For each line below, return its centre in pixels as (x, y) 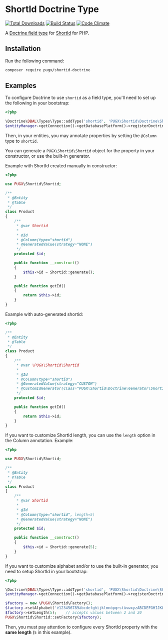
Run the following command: (34, 61)
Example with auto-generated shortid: (44, 314)
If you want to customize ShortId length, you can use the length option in (80, 435)
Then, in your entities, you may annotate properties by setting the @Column (81, 136)
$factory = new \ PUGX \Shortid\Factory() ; (49, 603)
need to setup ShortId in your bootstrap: (46, 571)
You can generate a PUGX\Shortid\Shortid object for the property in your (80, 151)
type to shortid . (22, 141)
